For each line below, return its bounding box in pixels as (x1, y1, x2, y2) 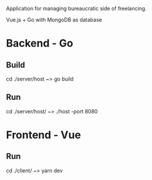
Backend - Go (6, 37, 74, 50)
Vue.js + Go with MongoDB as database (6, 16, 102, 23)
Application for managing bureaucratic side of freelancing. (6, 5, 147, 12)
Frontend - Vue (6, 129, 81, 141)
